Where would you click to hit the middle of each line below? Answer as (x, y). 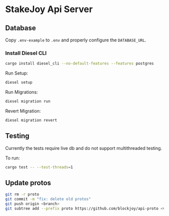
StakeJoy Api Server (49, 9)
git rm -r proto (22, 195)
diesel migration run (28, 101)
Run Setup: (17, 73)
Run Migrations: (22, 92)
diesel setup (19, 83)
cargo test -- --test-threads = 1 (39, 167)
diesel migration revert (31, 120)
